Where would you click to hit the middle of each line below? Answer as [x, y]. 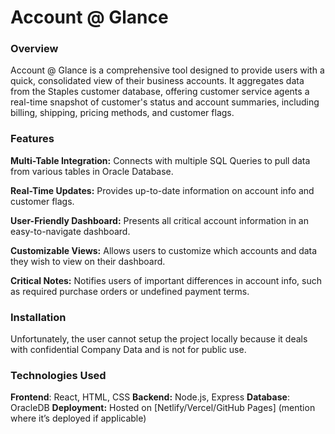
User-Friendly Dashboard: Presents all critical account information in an [159, 220]
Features [32, 139]
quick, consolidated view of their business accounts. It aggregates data [157, 81]
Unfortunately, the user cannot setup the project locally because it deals [159, 339]
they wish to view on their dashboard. [88, 261]
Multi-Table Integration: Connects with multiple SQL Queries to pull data [160, 160]
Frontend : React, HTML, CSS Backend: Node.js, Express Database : [150, 397]
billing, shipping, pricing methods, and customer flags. [122, 113]
